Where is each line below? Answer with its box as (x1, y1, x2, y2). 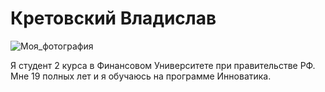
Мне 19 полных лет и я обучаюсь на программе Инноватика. (10, 70, 272, 82)
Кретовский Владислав (10, 7, 217, 30)
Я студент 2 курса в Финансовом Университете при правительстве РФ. (10, 59, 316, 71)
